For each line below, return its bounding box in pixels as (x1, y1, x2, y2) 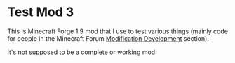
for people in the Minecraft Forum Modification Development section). (7, 34, 209, 42)
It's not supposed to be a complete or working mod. (7, 48, 157, 56)
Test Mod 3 (7, 4, 74, 20)
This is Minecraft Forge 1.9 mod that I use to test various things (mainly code (7, 27, 228, 35)
